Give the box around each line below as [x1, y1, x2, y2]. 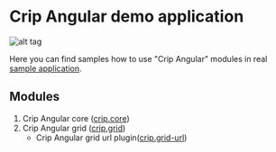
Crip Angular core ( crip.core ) [22, 112, 131, 123]
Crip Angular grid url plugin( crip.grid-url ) [35, 132, 188, 143]
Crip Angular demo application [9, 6, 244, 27]
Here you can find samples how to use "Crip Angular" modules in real [9, 53, 268, 64]
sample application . [9, 63, 83, 74]
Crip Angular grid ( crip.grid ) [22, 122, 126, 133]
